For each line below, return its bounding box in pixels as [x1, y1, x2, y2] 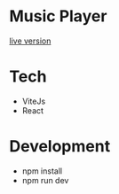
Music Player [9, 6, 107, 27]
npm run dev [21, 175, 69, 185]
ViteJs [21, 96, 46, 106]
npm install [21, 166, 63, 176]
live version [9, 35, 52, 46]
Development [9, 136, 111, 157]
